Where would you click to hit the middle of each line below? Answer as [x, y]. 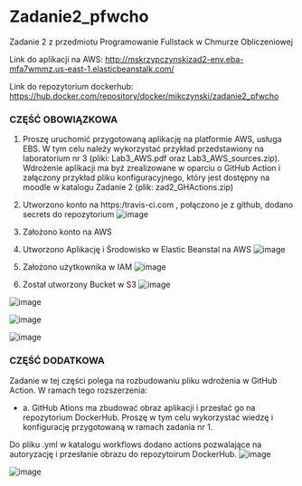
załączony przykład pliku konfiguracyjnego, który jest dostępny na [146, 177]
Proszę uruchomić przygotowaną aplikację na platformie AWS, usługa [152, 139]
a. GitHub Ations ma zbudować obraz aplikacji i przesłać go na [139, 407]
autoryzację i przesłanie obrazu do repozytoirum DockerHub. [123, 453]
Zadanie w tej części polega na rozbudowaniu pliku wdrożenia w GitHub [143, 380]
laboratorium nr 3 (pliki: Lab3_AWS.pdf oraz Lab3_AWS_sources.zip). [151, 158]
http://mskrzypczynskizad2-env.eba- [175, 59]
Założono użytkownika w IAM [77, 267]
